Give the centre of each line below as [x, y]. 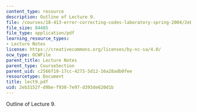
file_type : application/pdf [40, 33]
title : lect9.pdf [27, 82]
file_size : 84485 [27, 28]
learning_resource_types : [38, 38]
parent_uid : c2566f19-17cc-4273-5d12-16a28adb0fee [69, 71]
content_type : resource [35, 11]
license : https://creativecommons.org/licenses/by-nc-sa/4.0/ [84, 50]
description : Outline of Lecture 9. [51, 17]
